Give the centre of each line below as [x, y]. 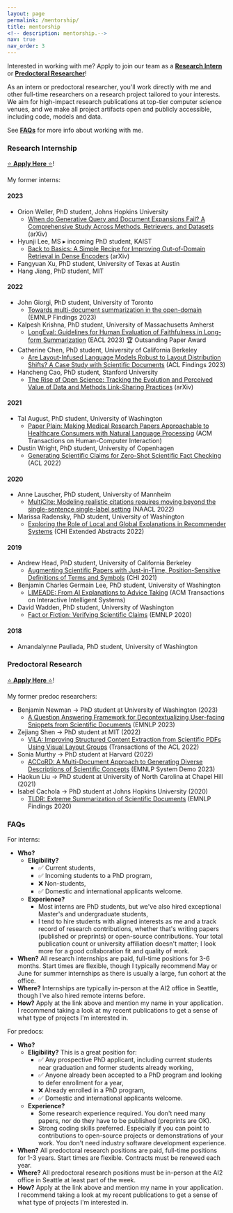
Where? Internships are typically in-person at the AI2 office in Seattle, [118, 988]
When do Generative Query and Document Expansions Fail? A [116, 219]
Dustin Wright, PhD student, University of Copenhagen [96, 448]
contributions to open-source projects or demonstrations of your [131, 1136]
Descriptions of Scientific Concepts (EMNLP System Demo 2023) [121, 769]
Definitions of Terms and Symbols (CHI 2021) [93, 578]
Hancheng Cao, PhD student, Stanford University [88, 372]
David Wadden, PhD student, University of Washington [95, 607]
